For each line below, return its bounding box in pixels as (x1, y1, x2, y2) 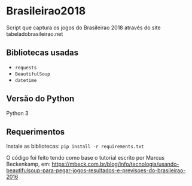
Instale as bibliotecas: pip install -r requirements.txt (6, 142, 145, 150)
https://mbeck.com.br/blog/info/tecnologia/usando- (51, 160, 179, 168)
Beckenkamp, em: (6, 160, 51, 168)
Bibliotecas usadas (6, 48, 79, 58)
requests (14, 65, 37, 71)
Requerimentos (6, 127, 65, 137)
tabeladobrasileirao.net (6, 30, 63, 37)
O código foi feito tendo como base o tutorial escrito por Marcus (6, 154, 164, 161)
